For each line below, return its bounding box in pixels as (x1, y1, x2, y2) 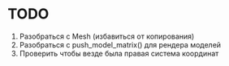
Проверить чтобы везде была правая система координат (19, 48, 219, 58)
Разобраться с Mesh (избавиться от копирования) (19, 31, 195, 41)
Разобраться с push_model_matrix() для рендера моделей (19, 39, 221, 49)
